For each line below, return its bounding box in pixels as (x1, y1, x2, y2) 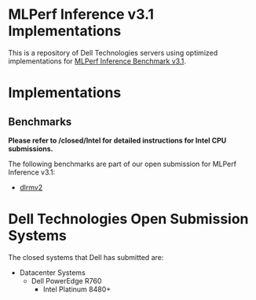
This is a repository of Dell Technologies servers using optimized (8, 48, 218, 57)
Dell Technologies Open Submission (8, 210, 249, 228)
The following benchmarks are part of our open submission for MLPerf (8, 159, 237, 168)
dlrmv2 (19, 183, 43, 192)
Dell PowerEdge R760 (31, 276, 102, 285)
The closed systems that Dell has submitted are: (8, 252, 164, 262)
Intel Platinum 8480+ (42, 284, 112, 294)
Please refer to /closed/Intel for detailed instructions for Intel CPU (8, 136, 227, 145)
